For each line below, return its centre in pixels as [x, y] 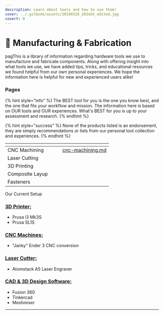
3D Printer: [18, 207]
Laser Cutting [23, 158]
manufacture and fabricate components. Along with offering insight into [77, 62]
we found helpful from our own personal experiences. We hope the [72, 72]
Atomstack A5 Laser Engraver [42, 269]
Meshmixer [23, 302]
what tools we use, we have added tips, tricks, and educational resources [79, 67]
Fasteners [19, 182]
